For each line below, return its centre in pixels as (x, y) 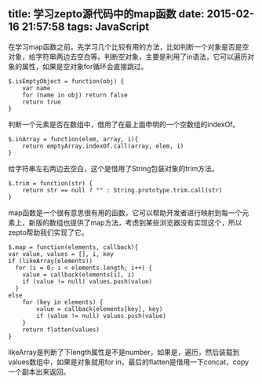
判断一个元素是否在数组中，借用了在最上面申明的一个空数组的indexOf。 (124, 124)
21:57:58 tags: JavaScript (86, 27)
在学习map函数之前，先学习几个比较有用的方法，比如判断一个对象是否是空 (129, 46)
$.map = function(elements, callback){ (73, 247)
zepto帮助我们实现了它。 (48, 232)
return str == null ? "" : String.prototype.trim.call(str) (122, 190)
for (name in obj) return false (75, 95)
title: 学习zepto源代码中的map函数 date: (107, 14)
